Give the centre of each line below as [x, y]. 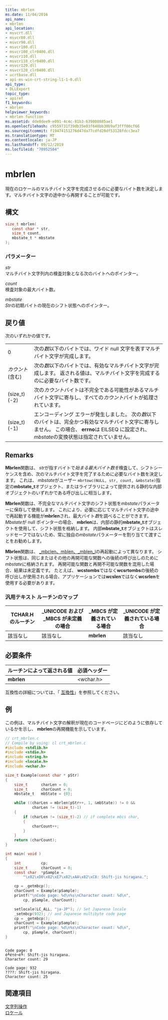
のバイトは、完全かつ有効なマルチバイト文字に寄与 [94, 422]
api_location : [20, 29]
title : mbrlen [20, 10]
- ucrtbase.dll [21, 75]
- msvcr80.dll [20, 38]
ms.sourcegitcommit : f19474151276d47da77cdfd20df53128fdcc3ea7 [72, 131]
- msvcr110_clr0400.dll [30, 61]
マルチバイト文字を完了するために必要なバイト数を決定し [103, 474]
